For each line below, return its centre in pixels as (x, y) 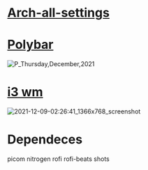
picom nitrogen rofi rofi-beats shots (58, 159)
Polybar (30, 45)
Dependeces (45, 140)
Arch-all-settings (59, 13)
